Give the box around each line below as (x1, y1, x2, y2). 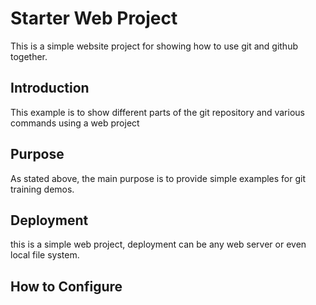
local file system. (10, 249, 80, 261)
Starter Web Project (10, 7, 178, 30)
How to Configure (10, 278, 123, 295)
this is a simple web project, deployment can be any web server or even (10, 238, 307, 251)
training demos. (10, 183, 75, 195)
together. (10, 50, 48, 62)
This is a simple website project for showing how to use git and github (10, 40, 298, 52)
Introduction (10, 80, 90, 97)
